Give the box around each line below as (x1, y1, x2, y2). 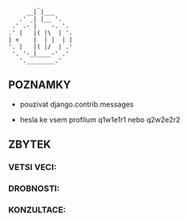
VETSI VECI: (8, 161, 57, 173)
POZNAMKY (8, 78, 72, 92)
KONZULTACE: (8, 204, 66, 215)
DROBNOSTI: (8, 183, 60, 194)
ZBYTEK (8, 138, 52, 152)
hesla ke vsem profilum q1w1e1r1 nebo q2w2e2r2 (19, 114, 181, 124)
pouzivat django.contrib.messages (19, 99, 134, 109)
